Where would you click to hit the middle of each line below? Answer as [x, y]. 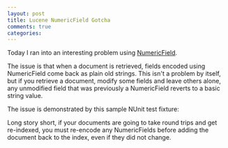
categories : [24, 33]
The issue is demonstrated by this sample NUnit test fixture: [93, 109]
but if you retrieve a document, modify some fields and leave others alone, [114, 81]
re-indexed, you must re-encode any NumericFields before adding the [108, 130]
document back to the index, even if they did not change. [89, 138]
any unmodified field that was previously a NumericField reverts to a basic [114, 88]
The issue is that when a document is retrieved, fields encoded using [106, 66]
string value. [25, 96]
